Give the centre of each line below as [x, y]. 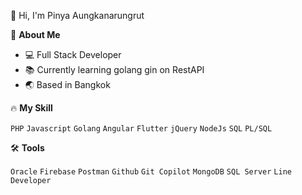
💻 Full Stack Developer [73, 54]
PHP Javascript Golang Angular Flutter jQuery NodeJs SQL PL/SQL [141, 129]
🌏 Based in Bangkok [67, 84]
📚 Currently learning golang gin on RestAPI [114, 69]
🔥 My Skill [31, 108]
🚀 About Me [35, 34]
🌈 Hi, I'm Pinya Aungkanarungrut [77, 15]
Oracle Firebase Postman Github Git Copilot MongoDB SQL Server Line [151, 172]
